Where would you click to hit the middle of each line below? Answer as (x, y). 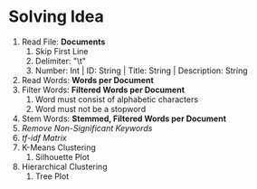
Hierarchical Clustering (64, 166)
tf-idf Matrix (44, 137)
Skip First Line (62, 51)
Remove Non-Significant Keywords (87, 128)
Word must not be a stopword (90, 109)
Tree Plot (52, 176)
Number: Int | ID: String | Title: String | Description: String (141, 71)
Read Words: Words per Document (88, 80)
